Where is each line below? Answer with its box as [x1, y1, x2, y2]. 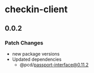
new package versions [12, 51, 60, 57]
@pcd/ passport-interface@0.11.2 [19, 61, 89, 67]
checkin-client [5, 4, 68, 15]
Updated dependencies [12, 56, 62, 62]
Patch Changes [5, 39, 44, 46]
